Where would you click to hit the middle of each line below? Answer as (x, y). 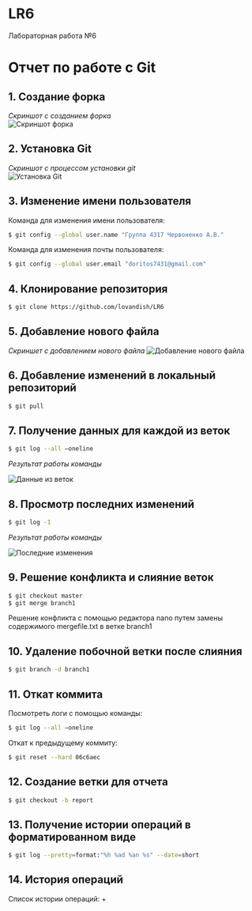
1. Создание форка (57, 97)
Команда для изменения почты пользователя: (86, 250)
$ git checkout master (45, 596)
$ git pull (26, 406)
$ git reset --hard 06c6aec (55, 757)
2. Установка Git (50, 149)
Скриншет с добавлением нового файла (77, 350)
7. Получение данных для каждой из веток (119, 430)
